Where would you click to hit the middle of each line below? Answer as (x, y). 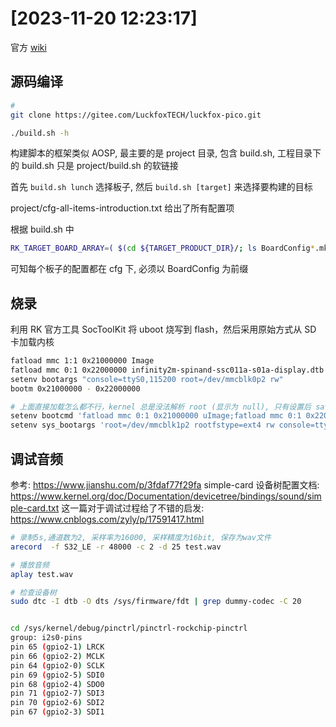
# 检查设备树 (33, 592)
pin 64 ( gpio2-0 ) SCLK (57, 665)
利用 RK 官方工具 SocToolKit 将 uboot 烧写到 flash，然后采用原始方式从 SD (163, 329)
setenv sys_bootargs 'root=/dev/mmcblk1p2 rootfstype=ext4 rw (142, 425)
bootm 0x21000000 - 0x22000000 (75, 388)
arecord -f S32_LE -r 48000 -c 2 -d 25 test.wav (116, 547)
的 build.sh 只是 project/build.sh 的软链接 (94, 166)
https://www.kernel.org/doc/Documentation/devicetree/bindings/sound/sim (166, 496)
